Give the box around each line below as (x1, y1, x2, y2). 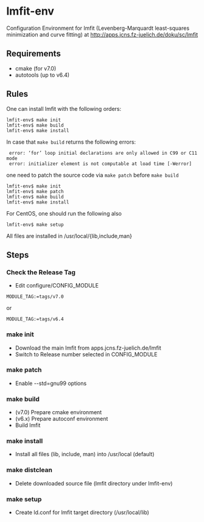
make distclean (6, 466, 53, 474)
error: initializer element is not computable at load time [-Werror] (9, 160, 192, 167)
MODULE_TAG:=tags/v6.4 (6, 316, 64, 322)
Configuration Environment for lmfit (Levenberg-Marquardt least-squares (6, 24, 190, 32)
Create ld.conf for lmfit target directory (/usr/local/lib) (15, 509, 149, 516)
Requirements (6, 49, 61, 59)
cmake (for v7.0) (15, 65, 57, 72)
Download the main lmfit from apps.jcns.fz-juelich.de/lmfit (15, 344, 161, 351)
